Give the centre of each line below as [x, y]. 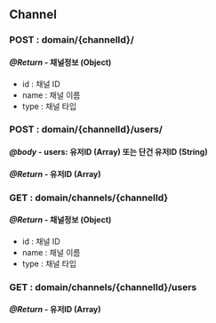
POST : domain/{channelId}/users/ [86, 130]
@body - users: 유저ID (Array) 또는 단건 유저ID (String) [108, 152]
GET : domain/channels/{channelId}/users [103, 287]
